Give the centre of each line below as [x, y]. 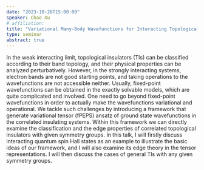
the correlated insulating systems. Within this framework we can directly [97, 122]
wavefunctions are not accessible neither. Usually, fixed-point [83, 83]
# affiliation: [25, 23]
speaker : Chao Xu [28, 18]
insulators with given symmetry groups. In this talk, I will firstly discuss [94, 135]
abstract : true [25, 40]
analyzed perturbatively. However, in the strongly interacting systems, [94, 70]
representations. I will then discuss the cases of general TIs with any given [100, 154]
